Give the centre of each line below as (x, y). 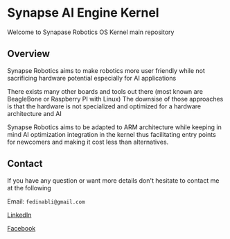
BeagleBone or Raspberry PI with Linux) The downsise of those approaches (115, 99)
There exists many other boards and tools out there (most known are (105, 91)
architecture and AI (35, 113)
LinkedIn (19, 215)
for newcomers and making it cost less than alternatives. (88, 142)
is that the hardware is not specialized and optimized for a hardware (104, 106)
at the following (29, 188)
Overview (29, 54)
